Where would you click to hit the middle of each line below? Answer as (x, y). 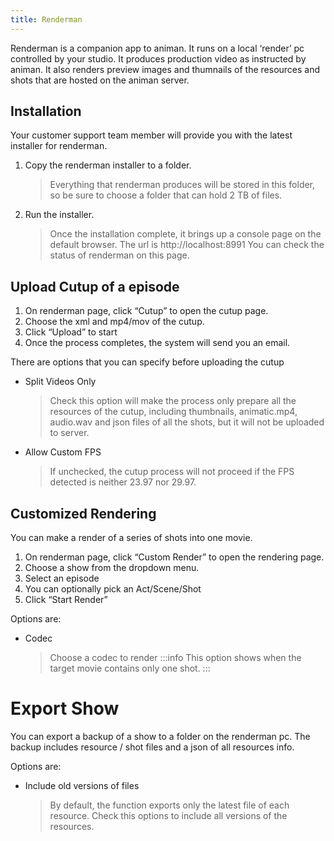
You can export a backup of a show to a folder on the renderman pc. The (160, 736)
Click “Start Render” (66, 600)
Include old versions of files (82, 785)
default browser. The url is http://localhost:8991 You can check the (187, 245)
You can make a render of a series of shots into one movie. (131, 538)
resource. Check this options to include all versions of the (168, 815)
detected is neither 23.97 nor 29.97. (123, 482)
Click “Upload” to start (71, 332)
